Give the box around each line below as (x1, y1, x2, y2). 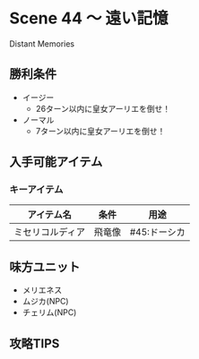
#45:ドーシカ (129, 226, 186, 238)
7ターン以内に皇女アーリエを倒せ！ (35, 125, 166, 136)
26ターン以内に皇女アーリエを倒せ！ (35, 103, 171, 114)
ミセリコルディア (13, 226, 85, 238)
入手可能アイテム (9, 154, 103, 170)
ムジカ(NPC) (22, 296, 69, 307)
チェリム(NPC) (22, 307, 77, 318)
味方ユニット (9, 259, 81, 274)
